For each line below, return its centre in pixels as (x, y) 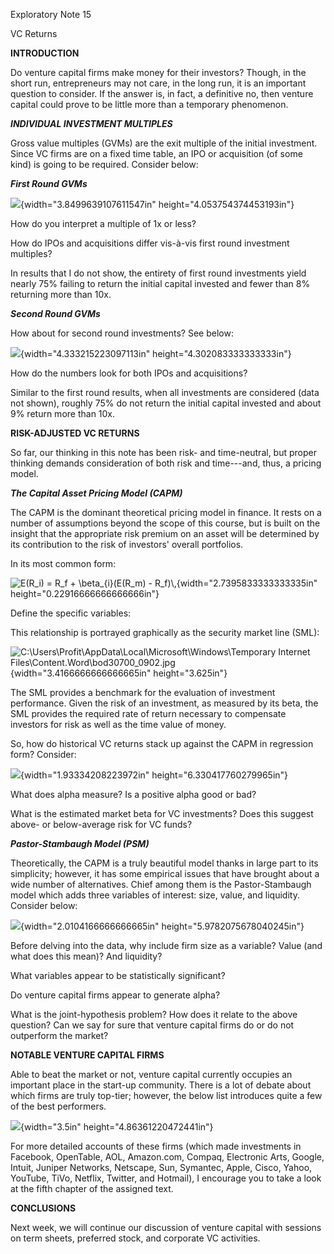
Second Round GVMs (55, 313)
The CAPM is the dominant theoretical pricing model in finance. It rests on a (166, 512)
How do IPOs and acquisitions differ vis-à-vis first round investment (150, 243)
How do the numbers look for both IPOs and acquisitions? (129, 373)
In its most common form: (63, 563)
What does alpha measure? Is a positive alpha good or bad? (133, 794)
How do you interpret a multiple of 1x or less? (103, 223)
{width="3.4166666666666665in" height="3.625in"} (119, 673)
